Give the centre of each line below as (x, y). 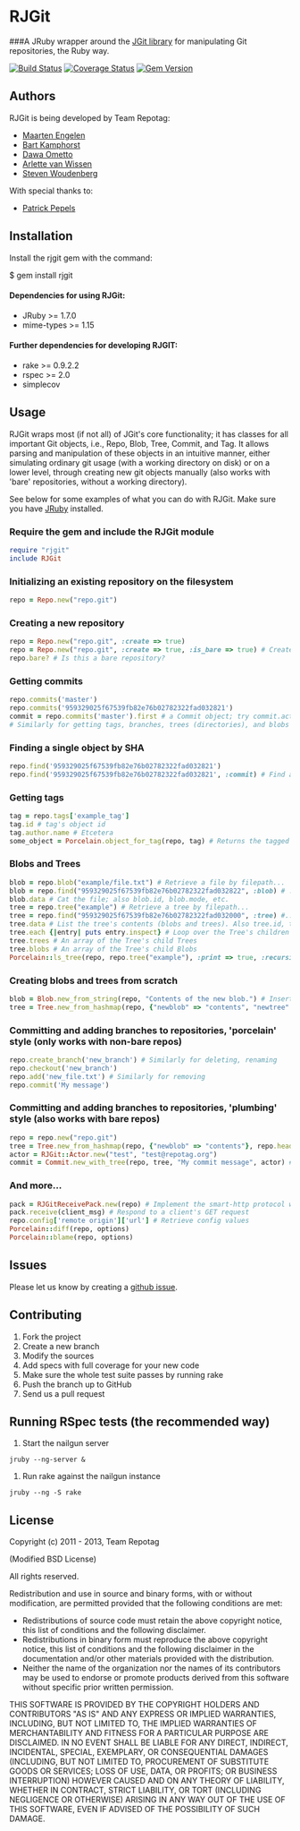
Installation (41, 236)
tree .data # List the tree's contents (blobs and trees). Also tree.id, (147, 924)
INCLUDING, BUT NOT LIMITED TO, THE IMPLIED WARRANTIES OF (133, 1724)
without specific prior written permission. (98, 1687)
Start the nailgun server (66, 1443)
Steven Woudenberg (60, 173)
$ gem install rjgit (41, 275)
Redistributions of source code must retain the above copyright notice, (152, 1621)
